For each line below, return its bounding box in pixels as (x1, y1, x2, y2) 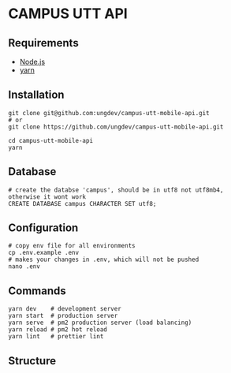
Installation (8, 88, 65, 102)
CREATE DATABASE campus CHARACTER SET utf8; (8, 200, 157, 207)
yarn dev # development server (8, 305, 122, 313)
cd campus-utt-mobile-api (8, 136, 93, 144)
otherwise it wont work (8, 192, 87, 201)
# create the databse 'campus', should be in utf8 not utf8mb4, (8, 186, 224, 194)
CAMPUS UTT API (8, 5, 128, 23)
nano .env (8, 263, 41, 270)
